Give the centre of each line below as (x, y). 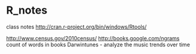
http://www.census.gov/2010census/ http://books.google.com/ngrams (93, 38)
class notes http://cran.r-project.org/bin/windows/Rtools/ (76, 27)
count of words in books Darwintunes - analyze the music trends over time (98, 45)
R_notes (27, 10)
